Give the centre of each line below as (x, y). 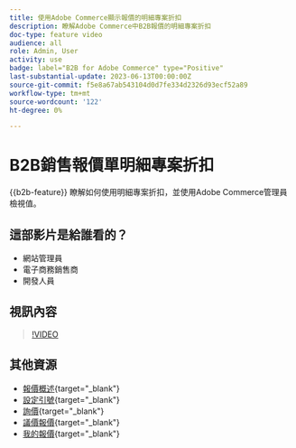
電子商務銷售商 (50, 269)
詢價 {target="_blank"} (63, 411)
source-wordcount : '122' (56, 102)
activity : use (36, 60)
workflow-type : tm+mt (50, 93)
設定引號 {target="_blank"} (71, 399)
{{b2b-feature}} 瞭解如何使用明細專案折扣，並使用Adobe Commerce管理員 (148, 192)
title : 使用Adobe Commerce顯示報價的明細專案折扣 (96, 18)
